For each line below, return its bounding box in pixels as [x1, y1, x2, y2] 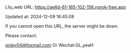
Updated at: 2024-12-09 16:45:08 [5, 14, 75, 19]
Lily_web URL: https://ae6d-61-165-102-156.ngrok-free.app [5, 4, 126, 10]
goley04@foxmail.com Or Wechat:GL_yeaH [5, 42, 94, 48]
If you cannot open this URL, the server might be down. [5, 23, 119, 29]
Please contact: [5, 33, 37, 38]
